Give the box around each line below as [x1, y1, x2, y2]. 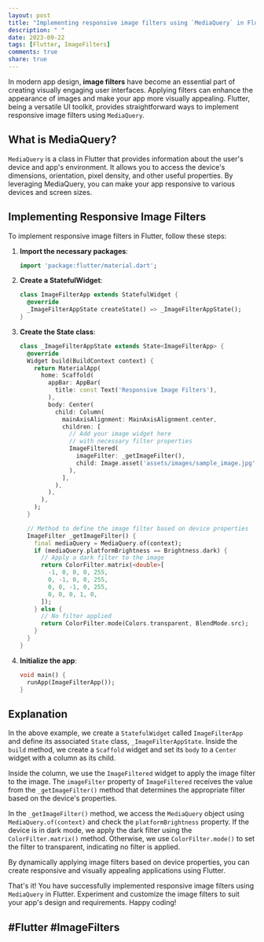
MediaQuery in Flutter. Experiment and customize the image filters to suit [8, 889, 240, 899]
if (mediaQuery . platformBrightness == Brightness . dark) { [34, 546, 228, 554]
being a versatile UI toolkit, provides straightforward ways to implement [8, 101, 240, 111]
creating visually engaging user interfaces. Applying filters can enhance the [8, 85, 254, 94]
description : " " [8, 26, 65, 34]
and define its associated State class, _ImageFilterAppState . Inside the [8, 737, 238, 746]
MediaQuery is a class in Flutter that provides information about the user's [8, 154, 244, 164]
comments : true [8, 48, 58, 56]
